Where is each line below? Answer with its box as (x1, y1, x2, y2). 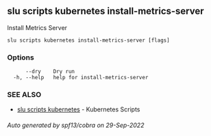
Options (7, 53, 34, 62)
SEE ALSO (7, 90, 42, 100)
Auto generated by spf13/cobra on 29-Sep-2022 (7, 121, 145, 129)
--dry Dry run (25, 68, 75, 75)
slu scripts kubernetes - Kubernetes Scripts (16, 105, 140, 113)
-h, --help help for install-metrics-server (13, 74, 149, 81)
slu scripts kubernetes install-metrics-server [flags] (7, 37, 170, 44)
